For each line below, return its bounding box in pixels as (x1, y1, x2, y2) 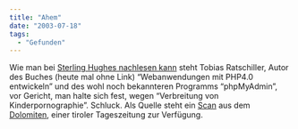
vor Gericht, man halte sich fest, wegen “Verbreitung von (9, 91, 219, 101)
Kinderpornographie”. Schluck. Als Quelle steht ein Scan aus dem (9, 100, 251, 111)
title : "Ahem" (9, 12, 63, 22)
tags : (9, 29, 30, 38)
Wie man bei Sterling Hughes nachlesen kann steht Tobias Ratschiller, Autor (9, 62, 289, 73)
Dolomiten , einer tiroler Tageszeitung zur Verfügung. (9, 109, 203, 120)
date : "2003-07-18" (9, 21, 82, 30)
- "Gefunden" (17, 37, 66, 47)
